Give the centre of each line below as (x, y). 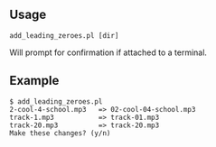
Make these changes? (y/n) (60, 133)
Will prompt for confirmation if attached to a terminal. (108, 52)
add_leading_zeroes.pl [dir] (64, 35)
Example (34, 81)
